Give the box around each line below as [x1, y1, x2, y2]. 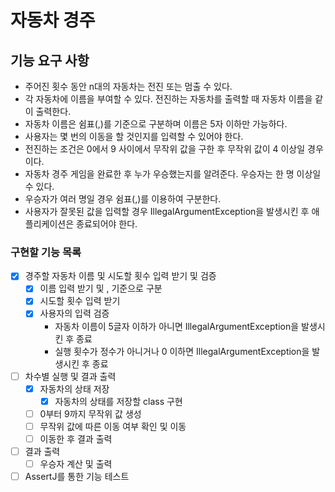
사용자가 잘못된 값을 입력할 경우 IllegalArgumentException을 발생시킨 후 [24, 206, 310, 217]
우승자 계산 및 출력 [39, 457, 113, 470]
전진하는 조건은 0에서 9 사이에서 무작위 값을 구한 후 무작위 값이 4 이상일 [24, 143, 306, 155]
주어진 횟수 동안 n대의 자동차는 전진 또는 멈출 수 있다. [24, 81, 233, 92]
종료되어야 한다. [76, 218, 138, 230]
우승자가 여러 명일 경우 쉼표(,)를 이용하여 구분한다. [24, 193, 222, 205]
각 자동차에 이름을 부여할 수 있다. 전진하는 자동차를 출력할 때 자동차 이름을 [24, 93, 313, 105]
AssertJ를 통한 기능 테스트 [24, 471, 130, 483]
